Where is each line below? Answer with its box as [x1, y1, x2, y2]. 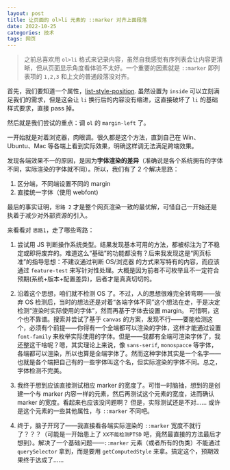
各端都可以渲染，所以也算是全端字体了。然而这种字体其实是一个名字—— [16, 349, 221, 357]
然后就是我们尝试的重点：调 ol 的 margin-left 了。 [7, 119, 150, 127]
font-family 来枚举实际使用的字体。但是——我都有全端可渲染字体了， [16, 332, 215, 340]
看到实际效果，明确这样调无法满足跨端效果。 [71, 142, 198, 150]
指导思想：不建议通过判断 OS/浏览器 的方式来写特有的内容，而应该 [31, 258, 220, 266]
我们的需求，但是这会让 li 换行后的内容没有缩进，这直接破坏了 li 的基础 [12, 95, 218, 104]
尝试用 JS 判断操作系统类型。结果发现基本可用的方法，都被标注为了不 [16, 241, 214, 249]
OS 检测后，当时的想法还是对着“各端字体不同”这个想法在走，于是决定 [25, 298, 220, 306]
